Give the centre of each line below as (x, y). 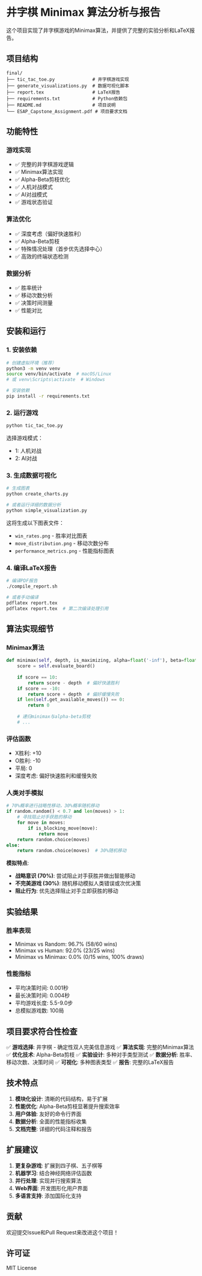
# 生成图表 (18, 489)
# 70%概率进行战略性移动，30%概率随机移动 (53, 806)
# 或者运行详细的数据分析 (34, 505)
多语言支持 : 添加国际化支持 (48, 1196)
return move (53, 834)
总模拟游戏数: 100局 (39, 1011)
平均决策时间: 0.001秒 (42, 988)
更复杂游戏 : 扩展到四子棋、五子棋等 (59, 1165)
